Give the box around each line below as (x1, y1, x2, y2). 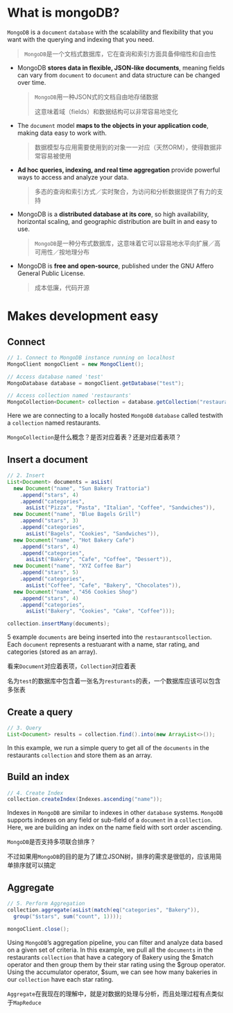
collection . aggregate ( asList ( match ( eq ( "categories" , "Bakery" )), (7, 906, 200, 914)
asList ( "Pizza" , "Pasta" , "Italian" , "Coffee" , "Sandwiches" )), (25, 504, 216, 512)
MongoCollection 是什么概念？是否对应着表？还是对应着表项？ (7, 433, 182, 441)
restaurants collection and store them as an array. (7, 751, 153, 759)
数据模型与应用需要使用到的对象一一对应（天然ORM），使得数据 (34, 143, 216, 151)
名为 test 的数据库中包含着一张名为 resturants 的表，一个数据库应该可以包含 (7, 676, 221, 686)
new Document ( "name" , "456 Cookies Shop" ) (13, 588, 138, 595)
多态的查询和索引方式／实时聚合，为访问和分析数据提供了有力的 (34, 187, 217, 195)
